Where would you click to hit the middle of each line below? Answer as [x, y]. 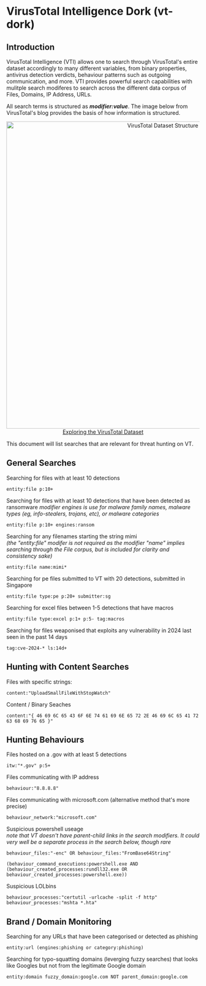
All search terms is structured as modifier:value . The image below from [97, 106]
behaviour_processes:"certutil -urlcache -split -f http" [82, 898]
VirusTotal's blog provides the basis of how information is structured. [93, 113]
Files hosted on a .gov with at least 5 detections [67, 754]
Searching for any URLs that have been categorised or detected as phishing [102, 937]
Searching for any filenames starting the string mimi [72, 536]
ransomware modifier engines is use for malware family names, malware [99, 507]
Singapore [19, 585]
